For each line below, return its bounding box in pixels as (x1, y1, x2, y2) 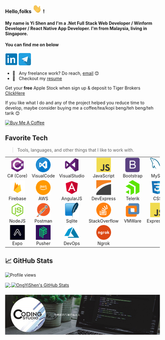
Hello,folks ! (5, 8, 45, 15)
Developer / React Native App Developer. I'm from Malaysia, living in (5, 25, 147, 31)
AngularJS (61, 196, 82, 201)
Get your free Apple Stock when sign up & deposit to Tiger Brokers (5, 85, 141, 91)
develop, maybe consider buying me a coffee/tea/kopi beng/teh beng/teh (5, 105, 154, 111)
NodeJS (9, 218, 26, 224)
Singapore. (5, 30, 28, 36)
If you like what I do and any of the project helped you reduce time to (5, 100, 145, 106)
